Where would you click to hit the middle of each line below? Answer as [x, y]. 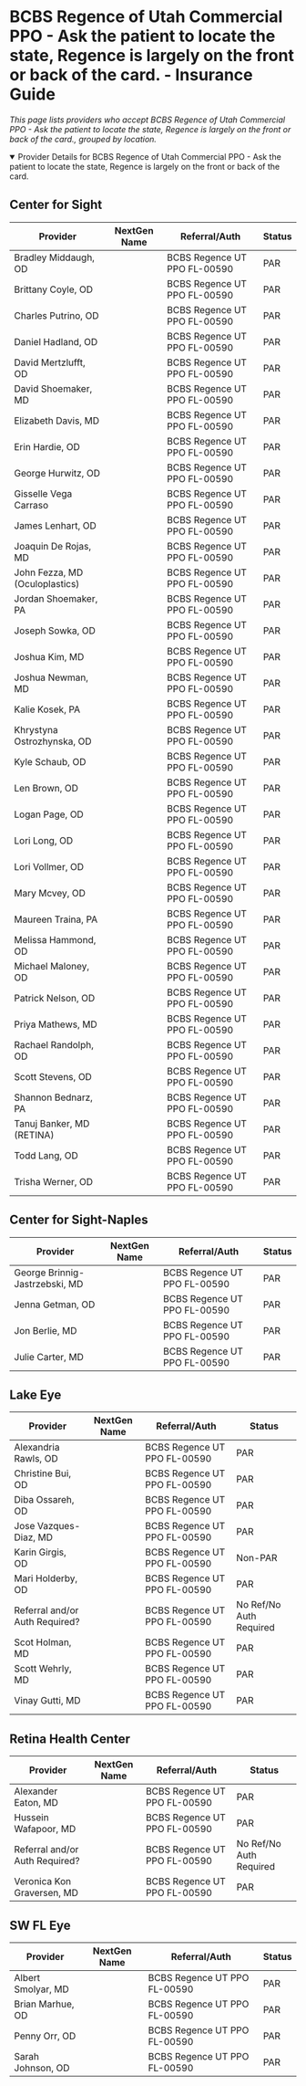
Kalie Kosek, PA [47, 709]
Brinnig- [66, 1273]
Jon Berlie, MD [46, 1330]
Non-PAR [257, 1558]
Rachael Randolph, [54, 1044]
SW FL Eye [40, 1925]
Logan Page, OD [49, 814]
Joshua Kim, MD [49, 656]
